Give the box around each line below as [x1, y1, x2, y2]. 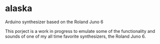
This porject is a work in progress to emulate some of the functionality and [5, 28, 156, 34]
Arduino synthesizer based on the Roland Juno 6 [5, 19, 104, 25]
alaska [5, 3, 33, 14]
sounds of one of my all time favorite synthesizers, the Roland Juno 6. [5, 33, 146, 39]
